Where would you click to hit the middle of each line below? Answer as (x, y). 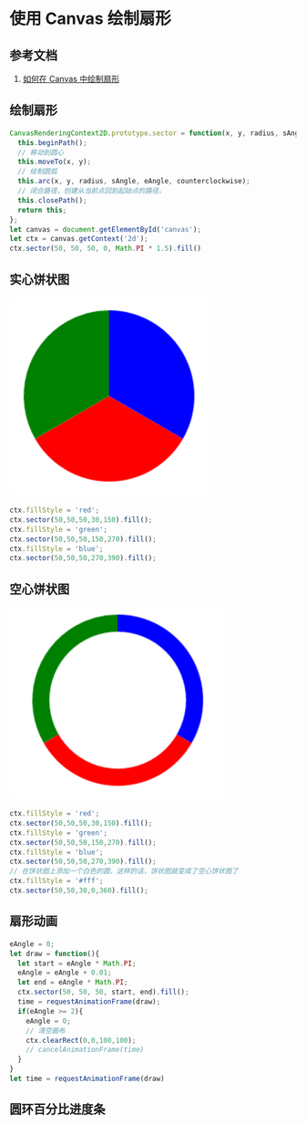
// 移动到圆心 (41, 152)
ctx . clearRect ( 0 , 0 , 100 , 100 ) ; (81, 1040)
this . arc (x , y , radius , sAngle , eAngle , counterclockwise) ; (134, 182)
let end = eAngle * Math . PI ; (73, 983)
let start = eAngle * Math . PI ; (77, 964)
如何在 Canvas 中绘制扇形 (71, 79)
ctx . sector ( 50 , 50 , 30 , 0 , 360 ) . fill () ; (79, 891)
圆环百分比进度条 (57, 1109)
